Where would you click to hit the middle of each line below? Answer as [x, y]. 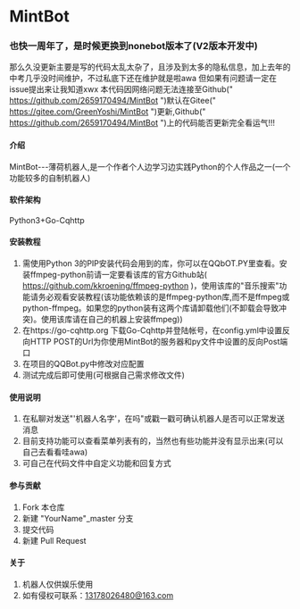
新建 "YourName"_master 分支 [78, 518]
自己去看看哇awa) [55, 452]
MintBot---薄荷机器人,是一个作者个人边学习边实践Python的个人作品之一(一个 [150, 166]
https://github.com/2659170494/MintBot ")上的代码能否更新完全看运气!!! [142, 123]
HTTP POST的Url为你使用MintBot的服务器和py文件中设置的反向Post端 [159, 342]
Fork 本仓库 [43, 507]
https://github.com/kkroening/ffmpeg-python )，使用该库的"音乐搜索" [150, 286]
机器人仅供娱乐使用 [58, 584]
